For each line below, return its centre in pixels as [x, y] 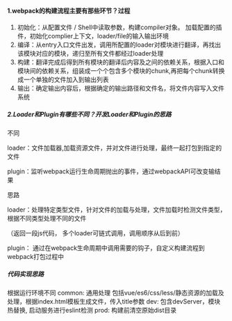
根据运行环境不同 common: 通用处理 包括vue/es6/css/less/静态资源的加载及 [116, 293]
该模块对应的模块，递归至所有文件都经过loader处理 [90, 54]
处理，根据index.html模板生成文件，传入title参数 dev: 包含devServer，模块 [114, 302]
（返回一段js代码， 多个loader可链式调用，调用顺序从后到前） [96, 233]
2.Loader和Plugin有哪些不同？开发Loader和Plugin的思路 [89, 114]
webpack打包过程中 [36, 257]
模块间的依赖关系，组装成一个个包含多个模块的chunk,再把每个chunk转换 [121, 71]
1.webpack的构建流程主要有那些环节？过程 [69, 10]
